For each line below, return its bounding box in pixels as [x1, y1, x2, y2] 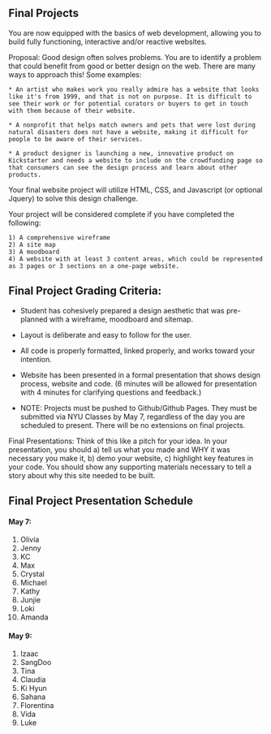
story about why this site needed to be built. [8, 470, 156, 480]
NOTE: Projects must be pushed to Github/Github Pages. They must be [19, 403, 258, 412]
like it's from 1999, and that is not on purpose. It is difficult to [8, 93, 252, 101]
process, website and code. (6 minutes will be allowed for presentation [19, 378, 257, 388]
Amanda [19, 612, 49, 622]
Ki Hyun [19, 684, 47, 693]
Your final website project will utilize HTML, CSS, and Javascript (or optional [8, 184, 263, 194]
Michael [19, 578, 47, 588]
